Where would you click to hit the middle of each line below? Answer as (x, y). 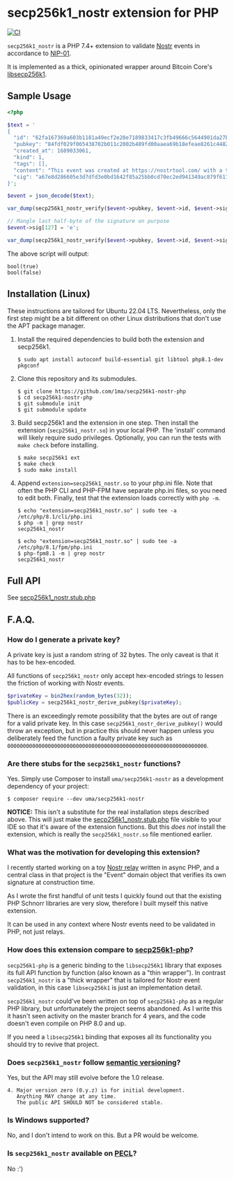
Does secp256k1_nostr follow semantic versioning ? (94, 1062)
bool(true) (23, 266)
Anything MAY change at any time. (67, 1097)
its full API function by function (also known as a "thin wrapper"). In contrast (117, 972)
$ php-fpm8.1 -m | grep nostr (61, 554)
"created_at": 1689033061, (53, 151)
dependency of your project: (48, 786)
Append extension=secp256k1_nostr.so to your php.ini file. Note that (115, 483)
